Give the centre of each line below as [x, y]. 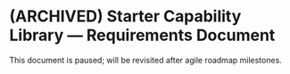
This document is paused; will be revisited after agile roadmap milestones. [146, 60]
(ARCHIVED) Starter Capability [125, 16]
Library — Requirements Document [142, 35]
